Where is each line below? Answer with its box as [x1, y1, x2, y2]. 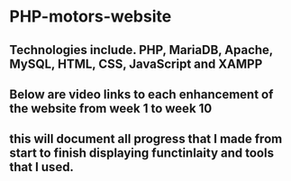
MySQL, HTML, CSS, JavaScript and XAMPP [9, 56, 263, 71]
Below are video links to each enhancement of [9, 86, 274, 102]
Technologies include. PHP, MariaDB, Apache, [9, 42, 273, 58]
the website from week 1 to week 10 [9, 101, 213, 116]
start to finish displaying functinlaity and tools [9, 146, 275, 161]
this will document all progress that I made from [9, 131, 283, 147]
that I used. [9, 159, 75, 175]
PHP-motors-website [9, 6, 172, 27]
